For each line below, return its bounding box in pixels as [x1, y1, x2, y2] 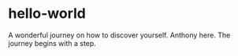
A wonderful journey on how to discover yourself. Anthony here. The [8, 30, 231, 40]
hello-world [8, 5, 87, 23]
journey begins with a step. [8, 38, 96, 47]
